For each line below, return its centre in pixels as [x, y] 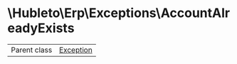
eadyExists [41, 28]
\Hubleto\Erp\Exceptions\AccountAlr [118, 13]
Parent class [32, 50]
